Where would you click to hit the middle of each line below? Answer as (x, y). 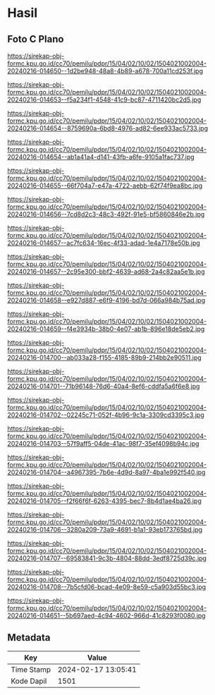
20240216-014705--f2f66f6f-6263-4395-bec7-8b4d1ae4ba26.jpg (105, 501)
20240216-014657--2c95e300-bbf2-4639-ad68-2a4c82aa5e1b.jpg (106, 272)
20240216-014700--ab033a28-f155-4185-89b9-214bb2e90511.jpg (105, 357)
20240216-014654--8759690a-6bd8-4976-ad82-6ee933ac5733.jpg (108, 128)
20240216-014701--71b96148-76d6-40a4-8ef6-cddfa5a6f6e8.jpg (104, 386)
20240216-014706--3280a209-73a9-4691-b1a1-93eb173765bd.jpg (105, 530)
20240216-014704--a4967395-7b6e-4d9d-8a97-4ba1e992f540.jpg (106, 472)
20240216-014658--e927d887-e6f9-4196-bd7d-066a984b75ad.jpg (106, 300)
